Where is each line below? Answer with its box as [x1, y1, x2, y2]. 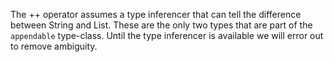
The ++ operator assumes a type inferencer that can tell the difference [10, 9, 302, 20]
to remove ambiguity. [10, 40, 98, 52]
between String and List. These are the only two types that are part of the [10, 19, 313, 31]
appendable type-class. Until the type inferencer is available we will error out [10, 30, 324, 41]
